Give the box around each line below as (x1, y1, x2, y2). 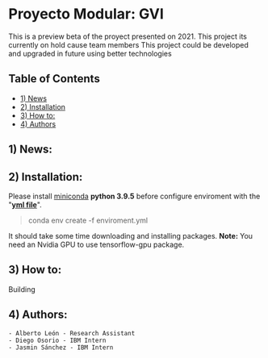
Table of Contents (8, 72, 101, 85)
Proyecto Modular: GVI (8, 5, 164, 23)
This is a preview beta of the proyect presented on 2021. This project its (8, 31, 248, 41)
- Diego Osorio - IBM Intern (8, 336, 107, 344)
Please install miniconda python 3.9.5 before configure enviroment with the (8, 191, 261, 201)
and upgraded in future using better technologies (8, 48, 172, 58)
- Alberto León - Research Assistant (8, 329, 136, 337)
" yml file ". (8, 199, 42, 210)
